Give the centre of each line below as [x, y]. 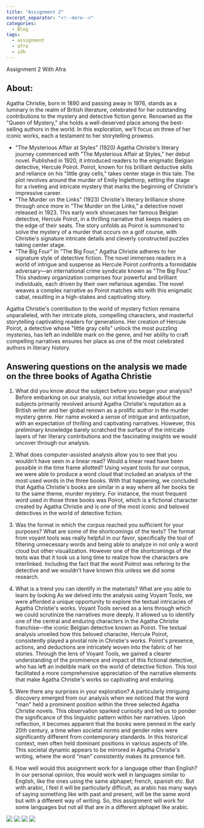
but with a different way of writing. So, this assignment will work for [100, 801]
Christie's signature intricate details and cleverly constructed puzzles [102, 238]
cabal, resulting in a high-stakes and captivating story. [83, 296]
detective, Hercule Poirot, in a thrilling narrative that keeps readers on [102, 219]
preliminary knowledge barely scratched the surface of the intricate [100, 430]
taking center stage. [40, 244]
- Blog [20, 29]
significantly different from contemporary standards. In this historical [101, 737]
